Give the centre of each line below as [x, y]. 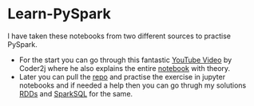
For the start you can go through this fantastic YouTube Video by [125, 60]
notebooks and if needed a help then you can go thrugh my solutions [133, 85]
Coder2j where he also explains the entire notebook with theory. [125, 68]
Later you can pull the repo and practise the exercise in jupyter [122, 77]
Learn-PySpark [59, 14]
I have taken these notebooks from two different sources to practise [119, 36]
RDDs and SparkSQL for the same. [76, 93]
